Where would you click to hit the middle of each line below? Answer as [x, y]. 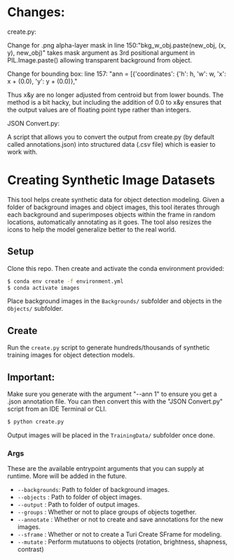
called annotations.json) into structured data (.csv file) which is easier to [111, 144]
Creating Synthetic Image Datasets [111, 180]
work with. [22, 152]
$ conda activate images [43, 288]
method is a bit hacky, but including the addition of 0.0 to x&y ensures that [115, 102]
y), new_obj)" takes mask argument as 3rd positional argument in [101, 53]
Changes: [36, 12]
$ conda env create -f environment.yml [66, 281]
